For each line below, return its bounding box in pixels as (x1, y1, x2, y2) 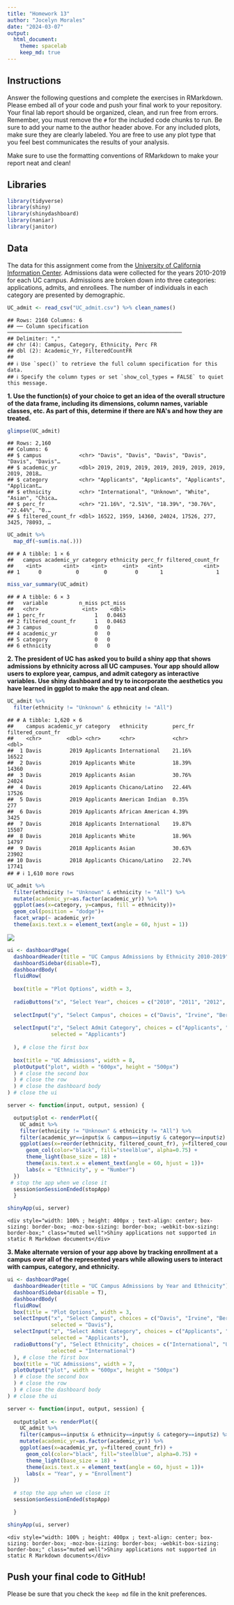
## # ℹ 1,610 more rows (7, 870, 75, 877)
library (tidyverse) (7, 197, 64, 204)
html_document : (13, 36, 58, 43)
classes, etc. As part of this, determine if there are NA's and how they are (7, 406, 224, 415)
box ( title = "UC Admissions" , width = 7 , (13, 1360, 136, 1367)
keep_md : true (19, 49, 61, 56)
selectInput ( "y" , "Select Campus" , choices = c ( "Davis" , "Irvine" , (13, 1011, 214, 1018)
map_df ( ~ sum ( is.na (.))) (13, 538, 82, 545)
